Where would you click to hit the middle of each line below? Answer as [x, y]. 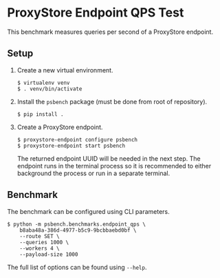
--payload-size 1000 [49, 254]
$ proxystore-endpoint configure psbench [77, 139]
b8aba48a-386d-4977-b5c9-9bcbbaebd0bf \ [78, 230]
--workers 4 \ [40, 248]
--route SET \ [40, 236]
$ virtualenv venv [43, 83]
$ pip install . [40, 114]
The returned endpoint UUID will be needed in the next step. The [109, 158]
